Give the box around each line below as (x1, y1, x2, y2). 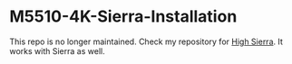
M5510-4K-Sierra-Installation (9, 6, 238, 27)
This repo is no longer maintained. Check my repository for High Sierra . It (9, 36, 284, 47)
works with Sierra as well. (9, 45, 106, 56)
